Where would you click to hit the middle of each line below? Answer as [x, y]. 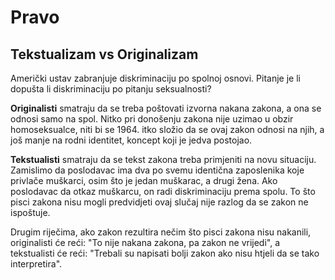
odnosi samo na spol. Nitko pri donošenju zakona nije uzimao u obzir [152, 119]
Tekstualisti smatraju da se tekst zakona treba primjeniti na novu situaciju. [163, 159]
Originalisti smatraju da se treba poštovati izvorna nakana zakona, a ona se [166, 108]
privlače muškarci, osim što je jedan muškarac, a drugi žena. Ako [144, 180]
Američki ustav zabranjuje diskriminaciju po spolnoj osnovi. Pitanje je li [155, 78]
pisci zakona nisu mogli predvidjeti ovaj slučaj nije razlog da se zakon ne [159, 202]
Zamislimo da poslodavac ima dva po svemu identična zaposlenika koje [157, 170]
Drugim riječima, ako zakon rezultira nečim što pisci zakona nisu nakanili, [161, 232]
